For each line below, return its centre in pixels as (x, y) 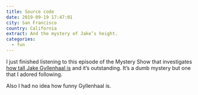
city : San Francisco (32, 23)
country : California (32, 28)
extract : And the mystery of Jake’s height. (62, 34)
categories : (21, 39)
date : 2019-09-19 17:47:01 (39, 17)
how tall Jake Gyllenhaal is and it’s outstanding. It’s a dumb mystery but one (98, 68)
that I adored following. (34, 74)
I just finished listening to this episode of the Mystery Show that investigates (99, 61)
